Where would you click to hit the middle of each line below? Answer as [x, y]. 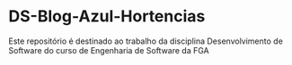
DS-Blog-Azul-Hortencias [107, 16]
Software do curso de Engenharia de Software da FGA [109, 50]
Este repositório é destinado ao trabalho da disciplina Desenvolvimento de [146, 41]
